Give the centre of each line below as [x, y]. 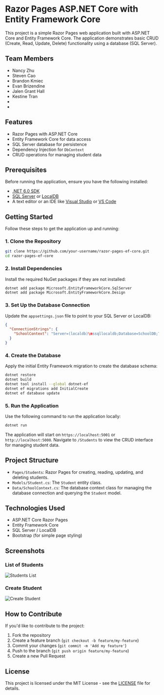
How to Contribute [34, 614]
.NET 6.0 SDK [26, 191]
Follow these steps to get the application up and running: [62, 229]
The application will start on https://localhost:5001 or [60, 434]
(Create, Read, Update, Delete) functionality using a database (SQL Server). [81, 43]
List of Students [24, 565]
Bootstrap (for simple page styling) [47, 535]
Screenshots [25, 551]
